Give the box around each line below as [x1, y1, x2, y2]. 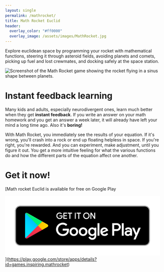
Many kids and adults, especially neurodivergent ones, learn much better [5, 106, 153, 112]
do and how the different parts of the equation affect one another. [5, 152, 138, 158]
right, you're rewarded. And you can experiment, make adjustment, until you [5, 142, 159, 148]
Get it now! [5, 170, 51, 181]
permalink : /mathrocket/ [5, 13, 56, 18]
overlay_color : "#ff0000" [9, 28, 63, 34]
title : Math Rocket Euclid [5, 18, 60, 23]
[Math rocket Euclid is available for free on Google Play [5, 186, 116, 191]
